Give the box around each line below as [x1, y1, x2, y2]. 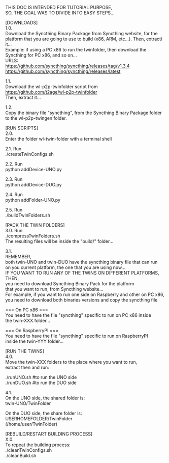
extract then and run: [5, 364, 49, 370]
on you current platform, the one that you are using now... [5, 264, 126, 270]
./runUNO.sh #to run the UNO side [5, 374, 77, 380]
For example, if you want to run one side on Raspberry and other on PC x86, [5, 291, 165, 297]
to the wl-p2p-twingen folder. [5, 115, 67, 121]
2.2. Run [5, 161, 23, 167]
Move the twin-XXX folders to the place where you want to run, [5, 359, 138, 365]
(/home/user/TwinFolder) [5, 421, 57, 427]
